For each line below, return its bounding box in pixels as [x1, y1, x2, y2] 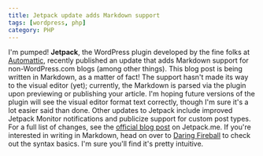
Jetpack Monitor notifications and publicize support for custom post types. [8, 114, 251, 124]
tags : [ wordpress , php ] [8, 19, 87, 27]
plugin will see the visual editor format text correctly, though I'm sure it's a [8, 97, 249, 107]
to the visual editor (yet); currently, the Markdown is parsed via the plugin [8, 81, 246, 90]
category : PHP [8, 26, 55, 34]
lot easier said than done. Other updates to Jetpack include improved [8, 106, 233, 115]
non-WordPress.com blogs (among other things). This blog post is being [8, 64, 243, 74]
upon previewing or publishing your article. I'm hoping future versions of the [8, 89, 256, 99]
